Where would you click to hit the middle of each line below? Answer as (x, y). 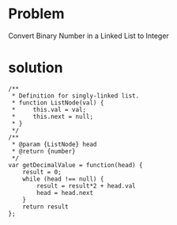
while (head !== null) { (63, 179)
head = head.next (65, 193)
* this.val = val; (49, 109)
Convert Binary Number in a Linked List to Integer (89, 36)
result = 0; (42, 172)
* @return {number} (44, 151)
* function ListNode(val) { (58, 103)
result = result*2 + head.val (86, 186)
